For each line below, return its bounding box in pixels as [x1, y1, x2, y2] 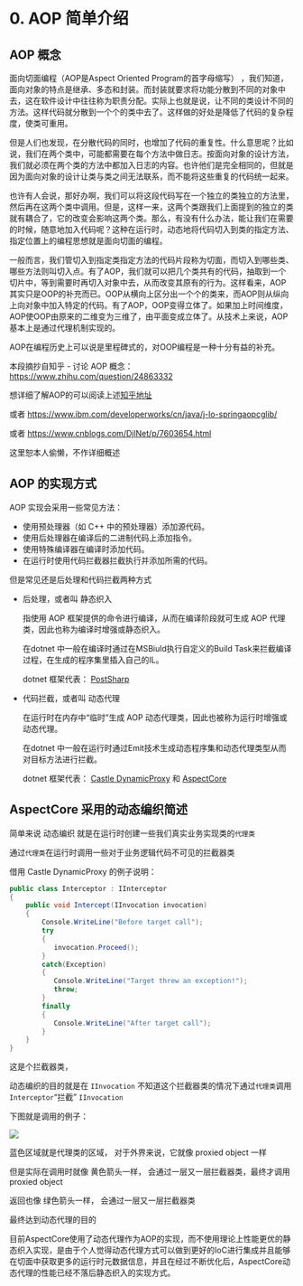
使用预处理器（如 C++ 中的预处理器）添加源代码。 [22, 521, 210, 531]
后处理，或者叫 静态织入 [22, 593, 113, 604]
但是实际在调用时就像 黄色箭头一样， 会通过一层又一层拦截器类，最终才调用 [9, 1167, 290, 1178]
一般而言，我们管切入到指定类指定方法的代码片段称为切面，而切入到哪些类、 [9, 255, 294, 265]
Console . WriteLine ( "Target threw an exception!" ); [53, 977, 248, 986]
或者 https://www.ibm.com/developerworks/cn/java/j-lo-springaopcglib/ [9, 408, 278, 419]
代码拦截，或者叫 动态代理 [22, 692, 120, 703]
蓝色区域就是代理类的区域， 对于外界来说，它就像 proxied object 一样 [9, 1147, 268, 1158]
